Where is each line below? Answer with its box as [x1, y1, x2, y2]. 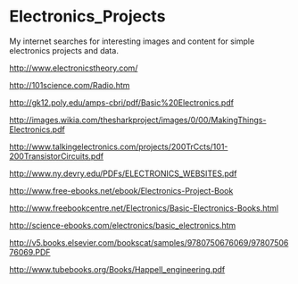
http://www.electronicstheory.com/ [9, 63, 138, 73]
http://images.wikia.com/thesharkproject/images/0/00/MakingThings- [9, 114, 267, 125]
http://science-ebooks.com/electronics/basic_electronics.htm [9, 220, 236, 230]
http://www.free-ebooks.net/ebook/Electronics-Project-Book [9, 185, 234, 196]
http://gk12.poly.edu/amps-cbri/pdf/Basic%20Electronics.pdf [9, 96, 235, 108]
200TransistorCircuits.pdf [9, 150, 104, 162]
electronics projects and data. [9, 45, 119, 55]
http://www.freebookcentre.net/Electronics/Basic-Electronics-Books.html [9, 203, 279, 213]
